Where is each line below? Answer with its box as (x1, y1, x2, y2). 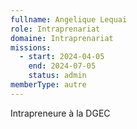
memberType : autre (10, 80, 87, 90)
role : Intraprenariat (10, 24, 101, 34)
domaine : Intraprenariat (10, 33, 114, 43)
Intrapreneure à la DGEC (10, 107, 111, 119)
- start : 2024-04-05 (19, 52, 105, 62)
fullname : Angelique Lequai (10, 14, 128, 25)
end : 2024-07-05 (28, 61, 97, 71)
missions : (10, 42, 52, 53)
